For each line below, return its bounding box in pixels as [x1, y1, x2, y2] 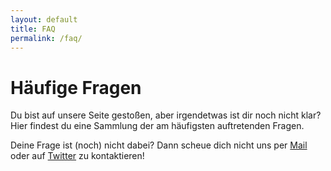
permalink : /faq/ [10, 33, 83, 43]
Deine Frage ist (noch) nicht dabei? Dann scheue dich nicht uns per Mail [10, 139, 308, 151]
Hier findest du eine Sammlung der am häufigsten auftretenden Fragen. [10, 120, 305, 132]
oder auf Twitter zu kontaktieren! [10, 150, 145, 162]
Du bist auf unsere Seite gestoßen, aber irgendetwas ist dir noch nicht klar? [10, 109, 322, 121]
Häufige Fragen [10, 76, 142, 99]
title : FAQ [10, 24, 56, 34]
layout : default [10, 14, 78, 25]
